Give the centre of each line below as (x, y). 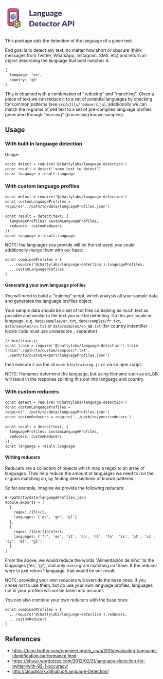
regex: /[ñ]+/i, (30, 512)
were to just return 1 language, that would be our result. (60, 571)
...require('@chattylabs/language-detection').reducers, (68, 614)
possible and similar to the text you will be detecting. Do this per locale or (79, 316)
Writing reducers (23, 457)
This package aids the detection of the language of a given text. (69, 41)
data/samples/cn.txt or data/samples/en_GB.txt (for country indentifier (76, 326)
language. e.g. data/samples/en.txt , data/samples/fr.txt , (63, 321)
